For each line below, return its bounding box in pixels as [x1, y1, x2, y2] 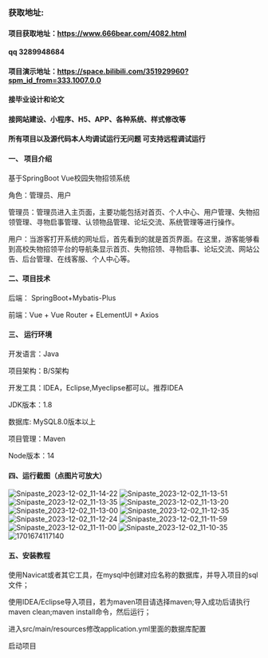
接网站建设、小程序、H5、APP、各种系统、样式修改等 [8, 114, 186, 124]
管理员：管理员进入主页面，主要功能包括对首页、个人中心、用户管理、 [8, 207, 239, 216]
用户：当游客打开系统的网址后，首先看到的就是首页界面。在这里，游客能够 [8, 234, 253, 244]
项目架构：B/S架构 [8, 366, 69, 376]
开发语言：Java [8, 349, 60, 359]
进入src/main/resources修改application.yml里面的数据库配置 [8, 624, 207, 633]
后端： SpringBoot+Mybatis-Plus [8, 293, 116, 303]
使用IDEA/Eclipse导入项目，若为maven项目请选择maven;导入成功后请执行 [8, 597, 250, 606]
